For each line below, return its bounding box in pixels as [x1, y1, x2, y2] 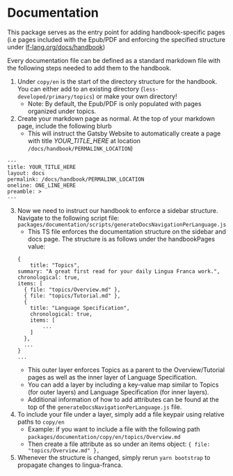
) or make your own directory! [92, 92, 177, 101]
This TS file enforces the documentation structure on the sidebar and [27, 227, 226, 235]
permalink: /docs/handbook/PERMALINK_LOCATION [7, 176, 145, 183]
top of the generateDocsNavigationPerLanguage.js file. [27, 403, 182, 411]
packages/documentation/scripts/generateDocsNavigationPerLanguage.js [17, 221, 227, 228]
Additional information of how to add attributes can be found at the [27, 395, 219, 403]
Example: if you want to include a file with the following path [27, 424, 200, 433]
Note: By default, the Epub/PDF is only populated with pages [27, 99, 202, 107]
